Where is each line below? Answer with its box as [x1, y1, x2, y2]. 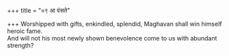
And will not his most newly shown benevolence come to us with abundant [7, 34, 217, 42]
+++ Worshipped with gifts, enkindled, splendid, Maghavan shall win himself [7, 20, 222, 28]
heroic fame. [7, 27, 43, 35]
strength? [7, 41, 34, 49]
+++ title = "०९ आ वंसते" [7, 7, 70, 14]
